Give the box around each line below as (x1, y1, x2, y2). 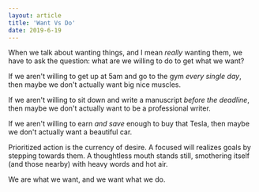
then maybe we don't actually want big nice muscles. (8, 80, 182, 89)
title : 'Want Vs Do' (8, 19, 77, 27)
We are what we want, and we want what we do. (8, 175, 166, 184)
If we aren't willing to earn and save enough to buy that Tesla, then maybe (8, 119, 250, 129)
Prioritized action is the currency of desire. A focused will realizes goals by (8, 143, 251, 152)
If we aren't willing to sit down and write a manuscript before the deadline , (8, 96, 250, 105)
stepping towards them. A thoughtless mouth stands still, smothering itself (8, 151, 250, 160)
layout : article (8, 11, 62, 20)
